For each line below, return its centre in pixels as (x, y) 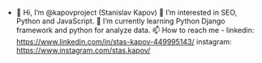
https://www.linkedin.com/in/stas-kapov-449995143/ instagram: (124, 42)
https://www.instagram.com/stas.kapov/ (83, 50)
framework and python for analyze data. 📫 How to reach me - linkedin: (135, 30)
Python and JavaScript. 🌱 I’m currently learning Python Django (120, 21)
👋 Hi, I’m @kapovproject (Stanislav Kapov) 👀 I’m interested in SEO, (127, 13)
